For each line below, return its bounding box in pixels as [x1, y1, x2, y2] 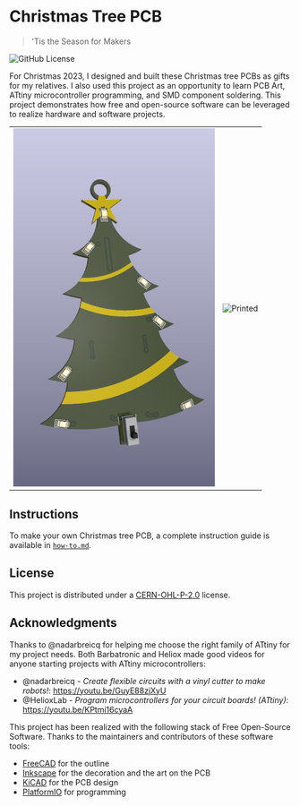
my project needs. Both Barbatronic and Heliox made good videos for [9, 648, 265, 659]
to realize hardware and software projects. [9, 108, 166, 119]
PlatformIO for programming [21, 786, 127, 797]
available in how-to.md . [9, 540, 92, 550]
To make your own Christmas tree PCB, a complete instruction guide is [9, 530, 270, 541]
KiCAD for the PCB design [21, 776, 119, 787]
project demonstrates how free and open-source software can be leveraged [9, 99, 290, 109]
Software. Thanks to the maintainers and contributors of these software [9, 731, 274, 742]
